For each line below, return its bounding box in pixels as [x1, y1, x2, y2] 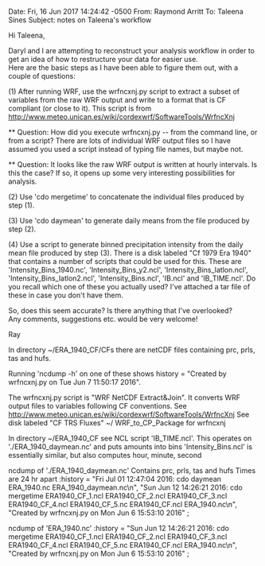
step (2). [8, 224, 37, 234]
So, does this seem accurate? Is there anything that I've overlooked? [8, 306, 233, 315]
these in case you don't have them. [8, 290, 123, 300]
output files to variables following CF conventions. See [8, 401, 187, 410]
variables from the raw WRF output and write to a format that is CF [8, 95, 227, 104]
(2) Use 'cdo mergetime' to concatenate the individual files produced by [8, 192, 244, 201]
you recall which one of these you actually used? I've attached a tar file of [8, 282, 251, 291]
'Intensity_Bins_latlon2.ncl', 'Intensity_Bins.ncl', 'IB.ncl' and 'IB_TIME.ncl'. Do [8, 273, 256, 283]
